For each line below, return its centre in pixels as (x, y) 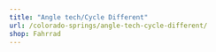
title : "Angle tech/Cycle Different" (79, 17)
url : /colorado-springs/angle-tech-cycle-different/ (108, 26)
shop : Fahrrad (35, 33)
